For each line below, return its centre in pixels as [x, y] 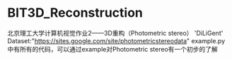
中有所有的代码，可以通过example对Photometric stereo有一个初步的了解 [112, 49]
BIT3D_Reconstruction [75, 13]
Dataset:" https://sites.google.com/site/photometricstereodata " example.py [116, 40]
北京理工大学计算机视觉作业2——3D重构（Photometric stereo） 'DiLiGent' [115, 33]
